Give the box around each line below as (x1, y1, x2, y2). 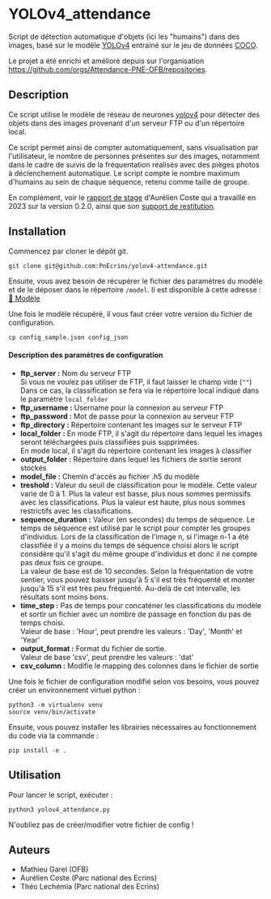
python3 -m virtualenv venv (8, 701, 104, 709)
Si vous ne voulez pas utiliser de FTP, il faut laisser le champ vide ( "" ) (19, 377, 252, 386)
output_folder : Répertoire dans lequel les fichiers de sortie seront (19, 454, 242, 464)
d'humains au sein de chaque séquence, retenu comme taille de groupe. (8, 177, 250, 186)
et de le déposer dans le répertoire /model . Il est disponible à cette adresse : (8, 284, 261, 294)
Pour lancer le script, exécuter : (8, 790, 113, 799)
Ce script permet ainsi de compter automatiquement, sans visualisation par (8, 143, 259, 152)
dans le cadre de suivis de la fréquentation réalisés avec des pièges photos (8, 160, 260, 169)
